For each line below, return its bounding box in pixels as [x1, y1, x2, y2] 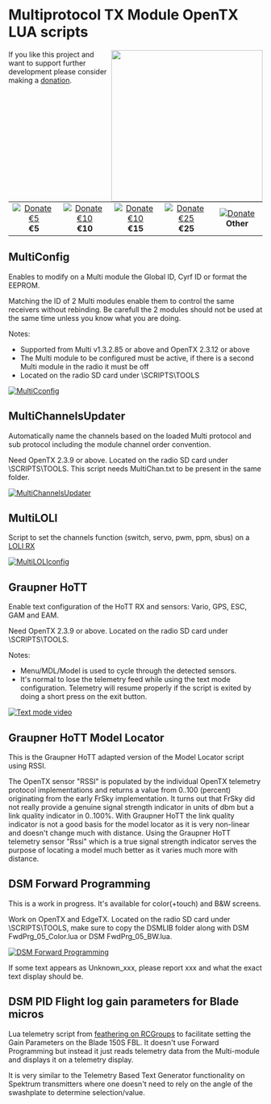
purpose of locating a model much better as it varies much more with [8, 845, 238, 854]
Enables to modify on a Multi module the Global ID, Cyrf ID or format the [8, 272, 248, 281]
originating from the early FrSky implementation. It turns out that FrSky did [8, 794, 256, 803]
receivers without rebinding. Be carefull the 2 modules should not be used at [8, 305, 263, 314]
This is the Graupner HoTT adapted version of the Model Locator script [8, 752, 244, 761]
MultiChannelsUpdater [8, 410, 126, 423]
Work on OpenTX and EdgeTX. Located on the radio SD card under [8, 914, 231, 924]
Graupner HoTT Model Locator [8, 731, 165, 744]
